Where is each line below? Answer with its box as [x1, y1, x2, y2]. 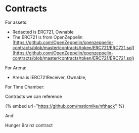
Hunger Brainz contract [5, 122, 53, 128]
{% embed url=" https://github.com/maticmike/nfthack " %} [5, 103, 125, 109]
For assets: [5, 19, 28, 25]
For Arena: [5, 65, 27, 71]
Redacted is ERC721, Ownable [12, 29, 74, 35]
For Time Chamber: [5, 84, 45, 89]
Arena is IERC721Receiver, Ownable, [12, 74, 87, 80]
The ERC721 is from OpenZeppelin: [12, 34, 84, 40]
